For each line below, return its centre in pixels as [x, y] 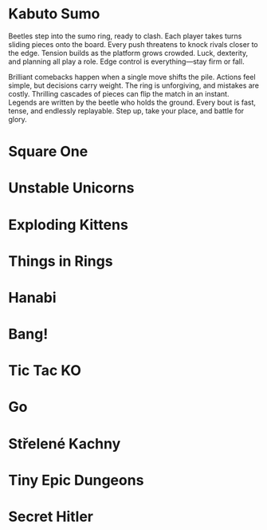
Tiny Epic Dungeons [76, 480]
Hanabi [33, 297]
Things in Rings [61, 261]
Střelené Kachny [65, 443]
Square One [48, 152]
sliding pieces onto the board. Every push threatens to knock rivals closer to [133, 44]
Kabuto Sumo [54, 14]
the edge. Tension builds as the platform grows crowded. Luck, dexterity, [128, 53]
